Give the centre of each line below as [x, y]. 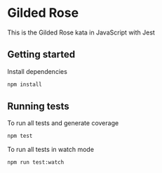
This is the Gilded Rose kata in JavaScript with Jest [81, 32]
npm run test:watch [36, 162]
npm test [20, 136]
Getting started [41, 55]
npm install [25, 84]
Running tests [39, 107]
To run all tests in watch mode [51, 150]
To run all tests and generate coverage [63, 123]
